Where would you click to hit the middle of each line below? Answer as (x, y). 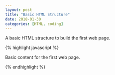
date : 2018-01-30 (23, 19)
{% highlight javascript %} (32, 47)
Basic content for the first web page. (43, 57)
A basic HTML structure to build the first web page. (58, 38)
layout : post (19, 10)
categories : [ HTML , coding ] (34, 24)
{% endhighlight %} (25, 67)
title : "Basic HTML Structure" (38, 14)
